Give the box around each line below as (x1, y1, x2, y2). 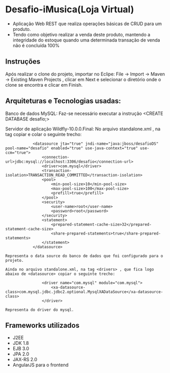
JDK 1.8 (12, 340, 29, 346)
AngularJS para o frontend (12, 362, 69, 368)
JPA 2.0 (12, 351, 30, 357)
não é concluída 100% (12, 42, 60, 48)
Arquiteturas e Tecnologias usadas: (5, 96, 122, 106)
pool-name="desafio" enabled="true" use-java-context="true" (5, 145, 138, 151)
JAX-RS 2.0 (12, 357, 37, 363)
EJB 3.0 (12, 345, 30, 352)
